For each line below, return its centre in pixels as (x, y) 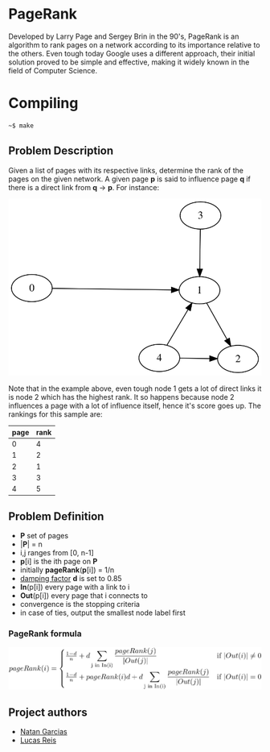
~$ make (21, 126)
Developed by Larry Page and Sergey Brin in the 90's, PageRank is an (124, 36)
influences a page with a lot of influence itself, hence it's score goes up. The (135, 406)
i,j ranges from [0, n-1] (57, 553)
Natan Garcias (43, 732)
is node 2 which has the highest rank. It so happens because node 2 (121, 397)
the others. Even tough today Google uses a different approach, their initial (132, 53)
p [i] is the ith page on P (59, 562)
